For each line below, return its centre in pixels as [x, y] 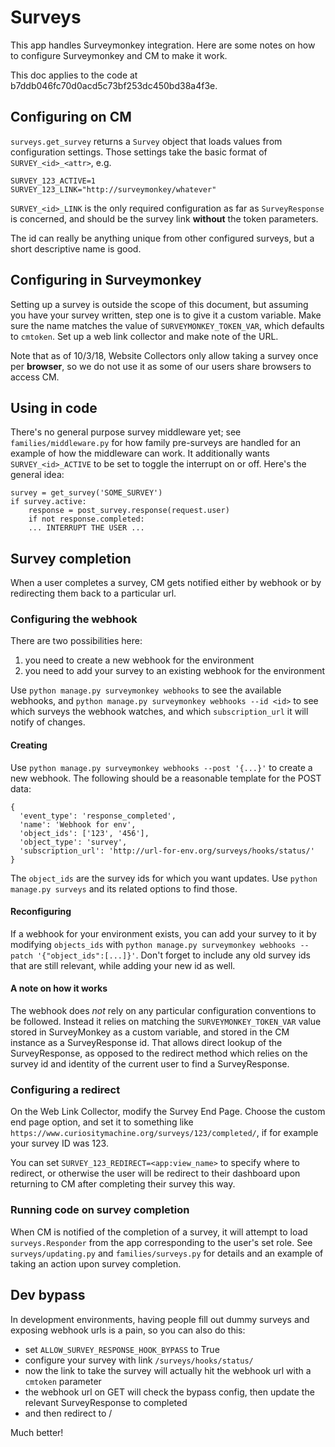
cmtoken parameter [63, 1381]
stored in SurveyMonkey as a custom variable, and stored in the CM [150, 1032]
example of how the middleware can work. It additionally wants [140, 453]
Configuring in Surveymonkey [106, 280]
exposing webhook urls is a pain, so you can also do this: [128, 1330]
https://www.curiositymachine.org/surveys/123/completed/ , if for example [164, 1133]
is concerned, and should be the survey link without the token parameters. [164, 218]
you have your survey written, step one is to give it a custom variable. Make [166, 315]
